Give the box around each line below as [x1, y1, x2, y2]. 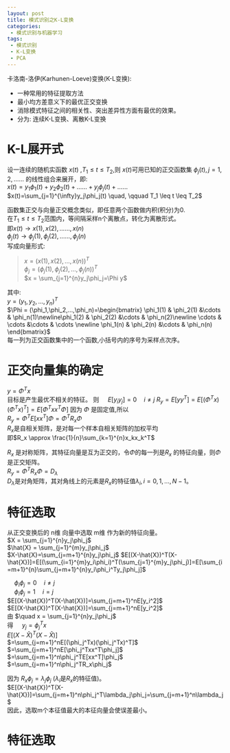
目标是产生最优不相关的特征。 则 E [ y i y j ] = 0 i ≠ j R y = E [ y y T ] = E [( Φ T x [7, 394, 218, 405]
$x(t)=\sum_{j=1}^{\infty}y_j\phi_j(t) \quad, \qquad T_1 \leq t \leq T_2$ [7, 192, 203, 200]
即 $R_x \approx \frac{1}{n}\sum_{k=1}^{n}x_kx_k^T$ [7, 434, 155, 442]
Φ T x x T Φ [42, 404, 67, 414]
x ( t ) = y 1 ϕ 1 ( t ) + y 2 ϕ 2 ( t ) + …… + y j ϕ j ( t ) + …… [7, 183, 128, 193]
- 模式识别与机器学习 [10, 29, 63, 36]
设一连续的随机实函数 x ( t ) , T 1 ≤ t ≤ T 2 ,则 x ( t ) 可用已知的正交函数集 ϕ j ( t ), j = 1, [7, 165, 222, 175]
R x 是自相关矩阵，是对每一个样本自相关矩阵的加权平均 [7, 424, 159, 434]
